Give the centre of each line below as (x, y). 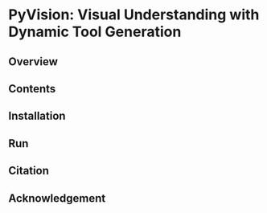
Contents (32, 89)
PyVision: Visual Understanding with (134, 15)
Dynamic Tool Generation (95, 32)
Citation (29, 171)
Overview (33, 61)
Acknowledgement (57, 198)
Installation (37, 116)
